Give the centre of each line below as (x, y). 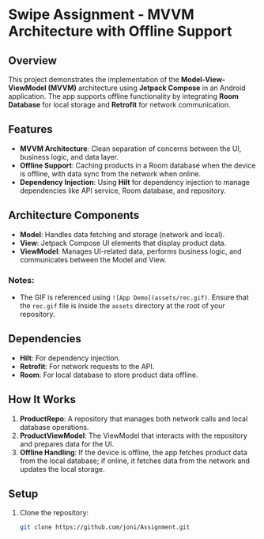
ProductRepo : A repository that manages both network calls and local (134, 418)
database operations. (54, 427)
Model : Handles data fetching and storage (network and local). (122, 234)
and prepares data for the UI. (67, 443)
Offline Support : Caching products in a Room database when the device (138, 165)
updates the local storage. (62, 469)
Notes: (21, 280)
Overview (33, 60)
